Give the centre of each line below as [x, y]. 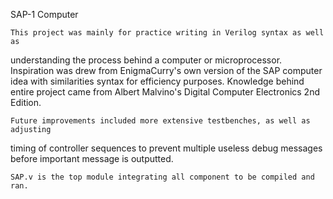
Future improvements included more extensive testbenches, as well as [160, 121]
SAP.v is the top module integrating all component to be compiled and [162, 177]
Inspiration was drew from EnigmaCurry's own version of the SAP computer [166, 70]
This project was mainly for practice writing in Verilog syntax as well [167, 33]
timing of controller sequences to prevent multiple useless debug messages [166, 148]
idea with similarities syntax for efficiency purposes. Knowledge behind [157, 81]
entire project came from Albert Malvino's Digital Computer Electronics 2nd [165, 92]
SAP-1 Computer [44, 14]
